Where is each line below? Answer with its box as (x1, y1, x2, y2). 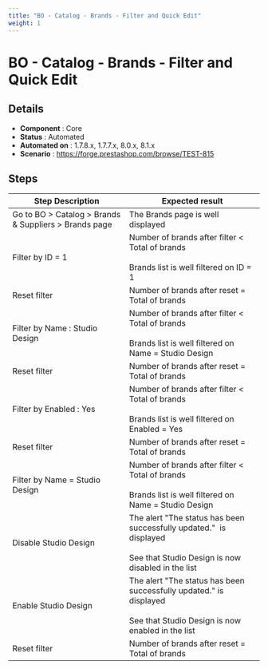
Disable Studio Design (12, 537, 96, 548)
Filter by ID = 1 (12, 252, 68, 263)
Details (8, 102, 44, 116)
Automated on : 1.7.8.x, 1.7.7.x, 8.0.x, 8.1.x (19, 141, 156, 150)
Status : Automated (19, 132, 85, 141)
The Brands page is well (128, 209, 219, 220)
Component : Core (19, 123, 82, 133)
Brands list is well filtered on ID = (128, 262, 252, 273)
